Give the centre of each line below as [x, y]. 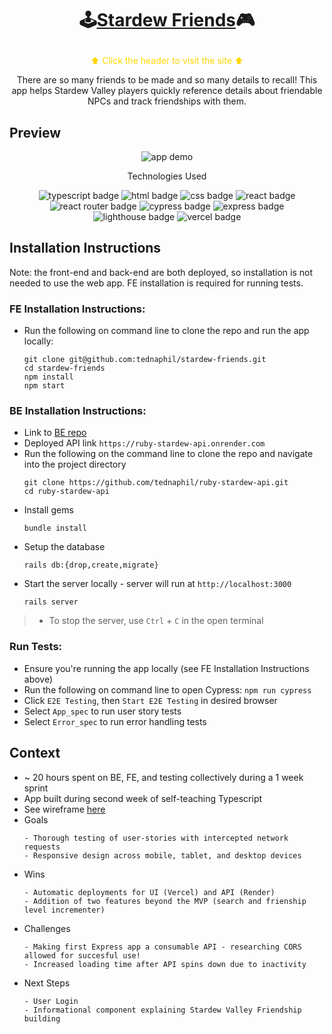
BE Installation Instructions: [78, 411]
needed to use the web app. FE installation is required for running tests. [156, 283]
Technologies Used [167, 176]
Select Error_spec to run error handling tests [115, 721]
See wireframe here [64, 809]
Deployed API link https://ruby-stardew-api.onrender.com [144, 443]
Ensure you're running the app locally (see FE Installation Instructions [166, 668]
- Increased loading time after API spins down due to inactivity [165, 964]
